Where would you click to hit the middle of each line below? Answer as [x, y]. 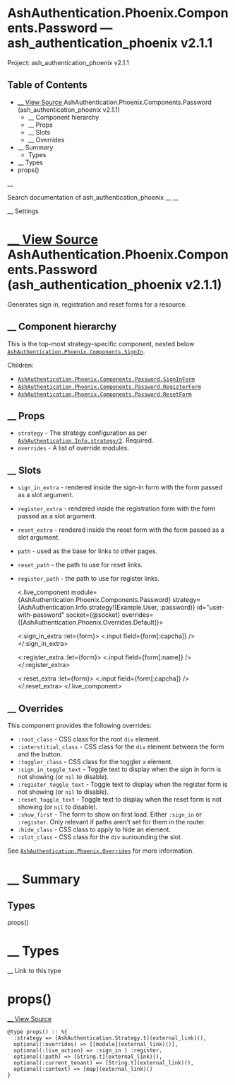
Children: [20, 365]
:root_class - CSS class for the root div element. [89, 739]
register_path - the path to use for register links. [89, 579]
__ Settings [23, 211]
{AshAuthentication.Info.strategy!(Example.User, [88, 608]
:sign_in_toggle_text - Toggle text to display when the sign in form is [119, 769]
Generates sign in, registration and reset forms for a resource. [97, 304]
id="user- [211, 608]
